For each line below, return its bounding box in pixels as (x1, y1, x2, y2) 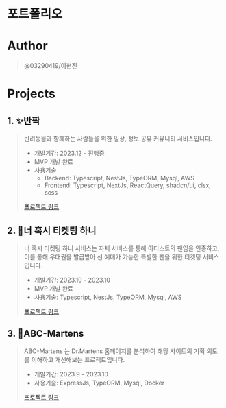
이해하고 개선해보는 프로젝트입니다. (31, 355, 125, 363)
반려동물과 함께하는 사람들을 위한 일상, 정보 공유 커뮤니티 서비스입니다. (23, 134, 212, 143)
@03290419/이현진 (23, 62, 77, 70)
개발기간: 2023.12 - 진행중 (34, 149, 105, 158)
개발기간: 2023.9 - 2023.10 (34, 370, 108, 378)
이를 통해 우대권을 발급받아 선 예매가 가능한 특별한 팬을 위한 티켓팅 (23, 252, 201, 261)
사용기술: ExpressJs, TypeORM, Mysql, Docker (34, 379, 165, 387)
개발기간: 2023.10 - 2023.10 (34, 276, 111, 284)
